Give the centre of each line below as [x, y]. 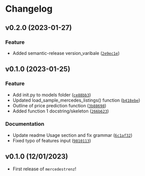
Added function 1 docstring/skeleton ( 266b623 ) [61, 111]
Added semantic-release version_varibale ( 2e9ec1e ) [66, 53]
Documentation [25, 124]
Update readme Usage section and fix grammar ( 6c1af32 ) [72, 135]
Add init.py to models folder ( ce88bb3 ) [52, 95]
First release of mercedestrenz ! [44, 169]
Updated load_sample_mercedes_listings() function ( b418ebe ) [76, 100]
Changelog [29, 9]
